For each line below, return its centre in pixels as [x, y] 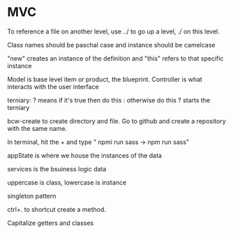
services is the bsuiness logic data [57, 169]
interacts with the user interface [53, 86]
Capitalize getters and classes [51, 223]
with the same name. [37, 128]
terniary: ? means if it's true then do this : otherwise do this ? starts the [109, 100]
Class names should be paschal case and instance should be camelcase [111, 45]
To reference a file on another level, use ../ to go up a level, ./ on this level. [113, 31]
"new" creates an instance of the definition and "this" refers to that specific [115, 58]
